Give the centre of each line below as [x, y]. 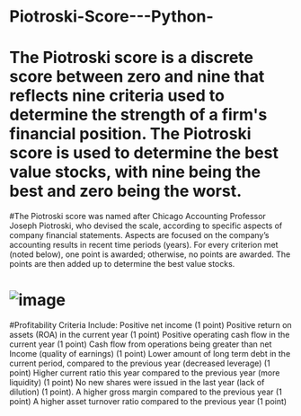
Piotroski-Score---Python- [111, 17]
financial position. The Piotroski [130, 134]
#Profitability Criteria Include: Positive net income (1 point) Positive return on [150, 325]
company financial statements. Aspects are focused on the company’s [139, 235]
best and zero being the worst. [126, 191]
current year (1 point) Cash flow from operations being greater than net [141, 344]
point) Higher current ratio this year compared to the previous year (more [145, 373]
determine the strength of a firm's [138, 115]
